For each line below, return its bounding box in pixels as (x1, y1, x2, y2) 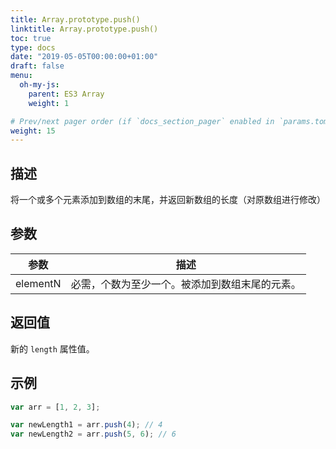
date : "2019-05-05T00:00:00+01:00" (10, 52, 159, 62)
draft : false (10, 61, 65, 71)
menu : (10, 71, 33, 81)
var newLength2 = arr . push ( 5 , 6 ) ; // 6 (10, 429, 177, 440)
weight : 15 (10, 126, 56, 136)
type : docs (10, 42, 56, 53)
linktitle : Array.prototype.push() (10, 24, 159, 34)
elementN (15, 276, 62, 290)
